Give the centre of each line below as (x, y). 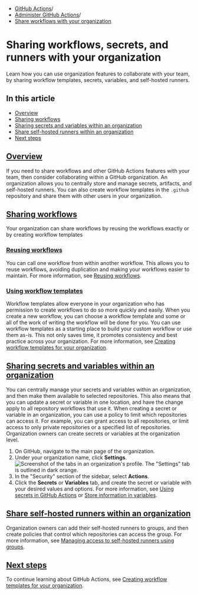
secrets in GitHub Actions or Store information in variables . (86, 495)
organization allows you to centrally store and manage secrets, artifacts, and (99, 183)
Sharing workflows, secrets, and (88, 45)
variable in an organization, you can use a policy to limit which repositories (97, 414)
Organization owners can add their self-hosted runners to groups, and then (97, 528)
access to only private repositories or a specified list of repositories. (89, 427)
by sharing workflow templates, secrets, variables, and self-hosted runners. (98, 80)
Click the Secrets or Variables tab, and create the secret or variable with (103, 482)
